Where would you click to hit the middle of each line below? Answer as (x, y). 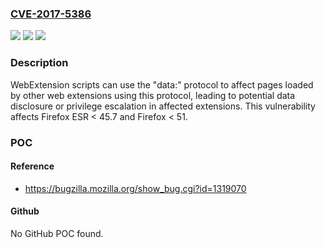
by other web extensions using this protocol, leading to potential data (153, 95)
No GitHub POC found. (57, 233)
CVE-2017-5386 (51, 14)
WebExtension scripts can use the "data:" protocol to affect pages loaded (162, 84)
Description (39, 63)
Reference (32, 166)
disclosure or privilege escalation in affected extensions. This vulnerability (163, 106)
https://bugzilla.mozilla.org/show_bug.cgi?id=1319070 (135, 188)
